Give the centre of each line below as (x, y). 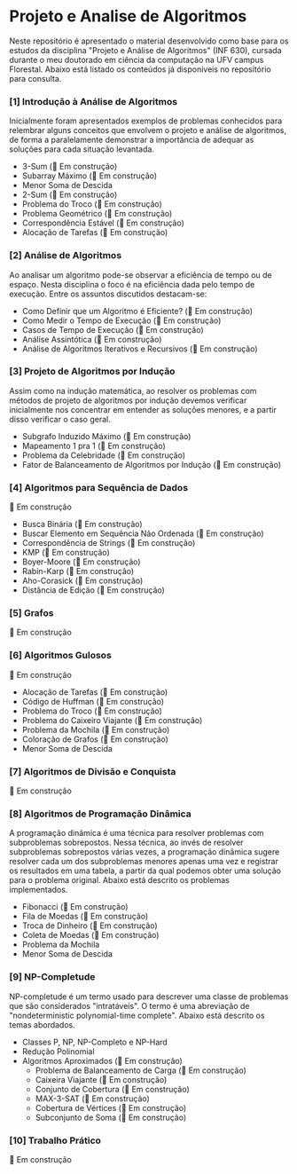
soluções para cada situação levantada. (82, 149)
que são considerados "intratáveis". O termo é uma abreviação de (129, 1005)
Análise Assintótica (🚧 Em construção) (92, 339)
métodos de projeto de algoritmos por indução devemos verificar (128, 400)
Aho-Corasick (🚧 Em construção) (82, 581)
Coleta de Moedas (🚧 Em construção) (90, 935)
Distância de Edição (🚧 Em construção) (94, 590)
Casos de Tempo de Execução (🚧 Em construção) (113, 329)
